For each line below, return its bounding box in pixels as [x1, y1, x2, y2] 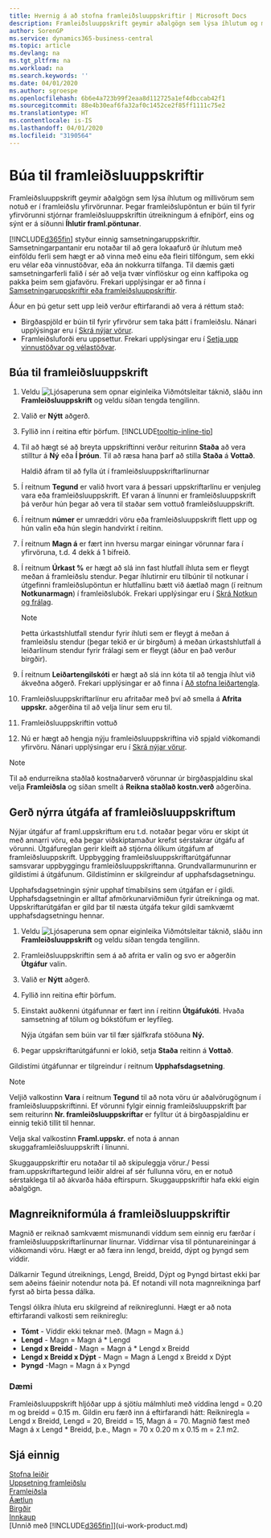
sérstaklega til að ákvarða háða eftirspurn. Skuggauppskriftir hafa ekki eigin [9, 1175, 260, 1185]
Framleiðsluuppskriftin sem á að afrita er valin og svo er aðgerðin [20, 951, 236, 961]
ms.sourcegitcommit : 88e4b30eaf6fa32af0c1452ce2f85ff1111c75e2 [9, 101, 226, 110]
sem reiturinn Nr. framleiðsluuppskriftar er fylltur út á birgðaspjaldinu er [9, 1110, 249, 1119]
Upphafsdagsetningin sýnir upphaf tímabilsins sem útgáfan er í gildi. [9, 885, 235, 895]
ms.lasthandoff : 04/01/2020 [9, 124, 104, 132]
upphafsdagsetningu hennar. [9, 911, 105, 920]
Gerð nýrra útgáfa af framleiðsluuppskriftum [9, 805, 236, 819]
